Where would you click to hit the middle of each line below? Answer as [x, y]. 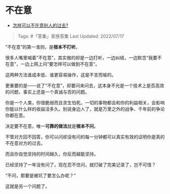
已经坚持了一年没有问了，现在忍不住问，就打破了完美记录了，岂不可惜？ [80, 165]
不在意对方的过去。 [25, 143]
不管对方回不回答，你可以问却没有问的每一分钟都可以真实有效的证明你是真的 [85, 137]
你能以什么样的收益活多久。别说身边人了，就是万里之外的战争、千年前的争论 [85, 109]
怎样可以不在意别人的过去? [40, 25]
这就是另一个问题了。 [27, 186]
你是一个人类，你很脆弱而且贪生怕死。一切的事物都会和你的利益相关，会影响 [85, 102]
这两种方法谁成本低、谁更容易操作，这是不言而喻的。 [61, 74]
